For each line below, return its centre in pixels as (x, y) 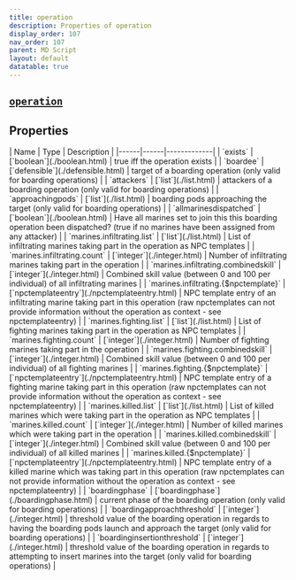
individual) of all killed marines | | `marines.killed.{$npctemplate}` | (130, 453)
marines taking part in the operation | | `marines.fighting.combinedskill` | (140, 350)
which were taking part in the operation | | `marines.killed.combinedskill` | (143, 434)
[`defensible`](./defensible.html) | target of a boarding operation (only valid (145, 171)
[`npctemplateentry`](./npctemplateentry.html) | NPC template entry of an (143, 293)
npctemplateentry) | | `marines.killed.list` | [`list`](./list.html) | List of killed (141, 406)
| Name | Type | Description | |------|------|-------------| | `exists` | (131, 152)
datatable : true (39, 67)
